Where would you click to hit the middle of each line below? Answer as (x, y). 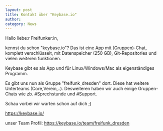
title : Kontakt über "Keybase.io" (41, 15)
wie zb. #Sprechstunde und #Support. (58, 94)
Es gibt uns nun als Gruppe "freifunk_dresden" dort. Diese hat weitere (77, 83)
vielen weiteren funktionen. (33, 59)
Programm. (17, 74)
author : (13, 19)
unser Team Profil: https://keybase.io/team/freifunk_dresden (67, 123)
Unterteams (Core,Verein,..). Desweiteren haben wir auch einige (71, 89)
